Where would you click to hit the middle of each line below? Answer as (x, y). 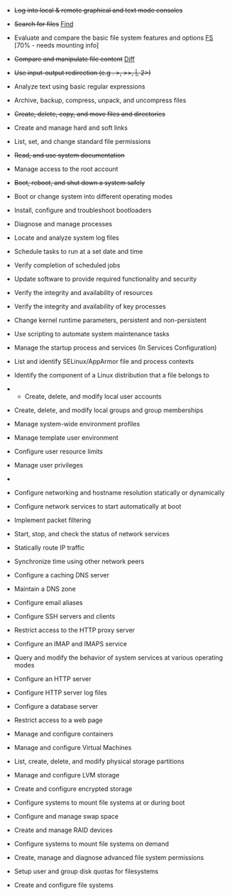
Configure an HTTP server (53, 679)
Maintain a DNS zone (45, 589)
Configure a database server (56, 706)
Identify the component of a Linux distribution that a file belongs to (111, 375)
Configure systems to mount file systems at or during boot (99, 802)
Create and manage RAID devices (63, 830)
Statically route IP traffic (49, 548)
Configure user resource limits (58, 451)
